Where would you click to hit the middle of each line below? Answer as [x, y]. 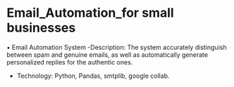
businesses [41, 28]
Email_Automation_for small [90, 13]
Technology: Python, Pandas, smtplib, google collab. [93, 76]
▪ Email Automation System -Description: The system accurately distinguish [117, 47]
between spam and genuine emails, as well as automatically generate [107, 55]
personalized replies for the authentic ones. [70, 62]
